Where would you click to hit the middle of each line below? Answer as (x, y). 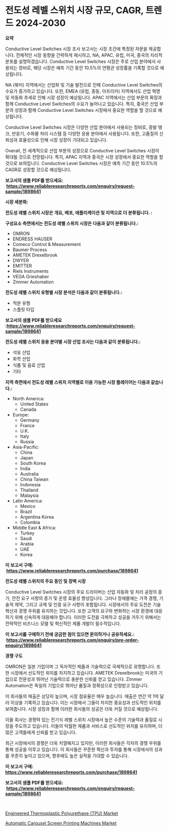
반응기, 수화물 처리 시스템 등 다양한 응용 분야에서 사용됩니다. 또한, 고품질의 (85, 133)
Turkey (27, 533)
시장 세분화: (17, 202)
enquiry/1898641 (23, 645)
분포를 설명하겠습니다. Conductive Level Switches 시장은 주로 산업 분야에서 (80, 61)
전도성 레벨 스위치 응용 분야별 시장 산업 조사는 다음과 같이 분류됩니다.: (73, 342)
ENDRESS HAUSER (32, 239)
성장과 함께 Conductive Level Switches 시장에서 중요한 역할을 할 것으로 (86, 110)
